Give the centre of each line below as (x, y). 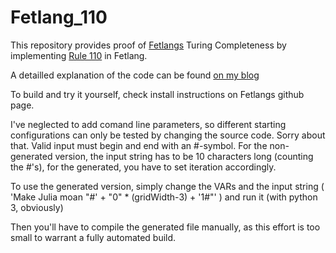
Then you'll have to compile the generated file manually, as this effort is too (165, 227)
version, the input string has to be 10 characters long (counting (184, 156)
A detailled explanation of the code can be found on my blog (135, 75)
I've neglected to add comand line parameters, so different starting (148, 124)
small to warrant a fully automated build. (93, 237)
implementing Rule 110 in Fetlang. (79, 55)
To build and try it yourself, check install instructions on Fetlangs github (157, 94)
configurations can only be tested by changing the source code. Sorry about (168, 135)
